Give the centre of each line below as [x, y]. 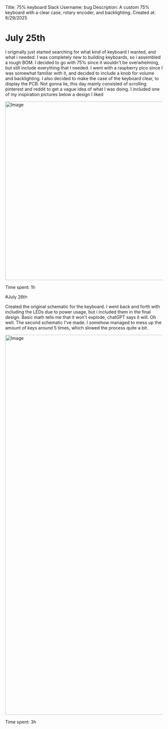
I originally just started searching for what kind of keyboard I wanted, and [80, 51]
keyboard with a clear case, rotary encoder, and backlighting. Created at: [80, 12]
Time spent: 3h [21, 721]
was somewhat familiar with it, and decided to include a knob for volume [80, 73]
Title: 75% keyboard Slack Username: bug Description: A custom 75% [77, 7]
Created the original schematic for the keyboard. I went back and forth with [82, 306]
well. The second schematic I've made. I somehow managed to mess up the [83, 322]
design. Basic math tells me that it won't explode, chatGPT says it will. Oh [81, 317]
